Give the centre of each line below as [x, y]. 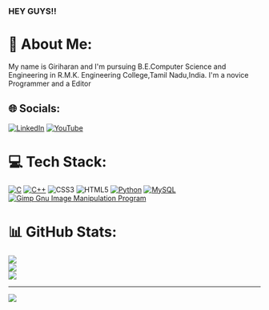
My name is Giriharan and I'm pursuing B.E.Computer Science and [117, 66]
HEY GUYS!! [32, 11]
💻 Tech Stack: [58, 161]
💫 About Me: [50, 44]
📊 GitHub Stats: [63, 232]
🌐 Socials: [34, 109]
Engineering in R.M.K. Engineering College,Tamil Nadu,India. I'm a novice [129, 74]
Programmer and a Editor [50, 83]
